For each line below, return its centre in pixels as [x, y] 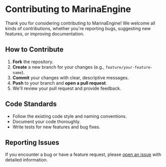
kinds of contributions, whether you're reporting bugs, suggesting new [78, 28]
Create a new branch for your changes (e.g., [58, 67]
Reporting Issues [32, 142]
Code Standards [31, 104]
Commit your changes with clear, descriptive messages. [70, 77]
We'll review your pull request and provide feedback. [67, 88]
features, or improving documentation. [45, 34]
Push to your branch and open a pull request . [60, 83]
